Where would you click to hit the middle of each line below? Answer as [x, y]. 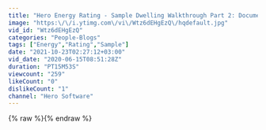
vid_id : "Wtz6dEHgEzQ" [46, 30]
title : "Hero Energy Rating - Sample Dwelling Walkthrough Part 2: [122, 15]
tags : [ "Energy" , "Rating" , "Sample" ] [68, 45]
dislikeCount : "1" [38, 89]
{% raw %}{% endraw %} [50, 118]
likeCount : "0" [33, 81]
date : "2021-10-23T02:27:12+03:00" [67, 52]
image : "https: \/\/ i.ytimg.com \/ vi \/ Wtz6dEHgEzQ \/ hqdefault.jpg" [118, 23]
